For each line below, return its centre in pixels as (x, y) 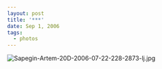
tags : (15, 32)
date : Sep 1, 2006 (33, 26)
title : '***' (26, 20)
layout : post (26, 13)
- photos (26, 39)
